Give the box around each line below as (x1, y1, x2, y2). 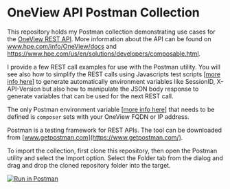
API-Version (7, 85, 41, 93)
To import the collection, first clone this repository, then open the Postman (7, 146, 218, 155)
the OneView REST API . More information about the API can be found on (7, 34, 211, 43)
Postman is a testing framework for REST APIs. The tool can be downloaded (7, 126, 222, 134)
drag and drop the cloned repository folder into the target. (7, 161, 171, 169)
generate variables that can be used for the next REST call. (7, 91, 174, 100)
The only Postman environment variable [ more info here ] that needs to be (7, 105, 215, 113)
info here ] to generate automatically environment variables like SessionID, (7, 77, 216, 85)
